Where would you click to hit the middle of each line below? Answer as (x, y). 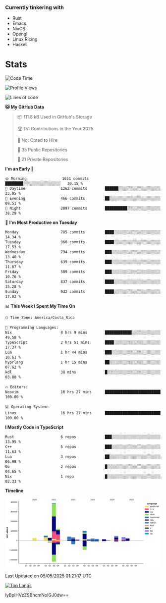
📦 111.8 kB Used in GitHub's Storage (55, 117)
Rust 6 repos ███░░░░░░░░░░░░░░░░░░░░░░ (83, 437)
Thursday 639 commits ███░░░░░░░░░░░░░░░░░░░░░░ (83, 262)
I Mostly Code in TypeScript (34, 427)
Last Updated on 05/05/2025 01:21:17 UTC (48, 576)
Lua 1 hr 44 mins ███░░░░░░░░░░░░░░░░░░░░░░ (83, 353)
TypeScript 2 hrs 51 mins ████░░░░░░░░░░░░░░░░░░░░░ (83, 343)
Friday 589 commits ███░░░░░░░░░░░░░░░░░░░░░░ (83, 272)
